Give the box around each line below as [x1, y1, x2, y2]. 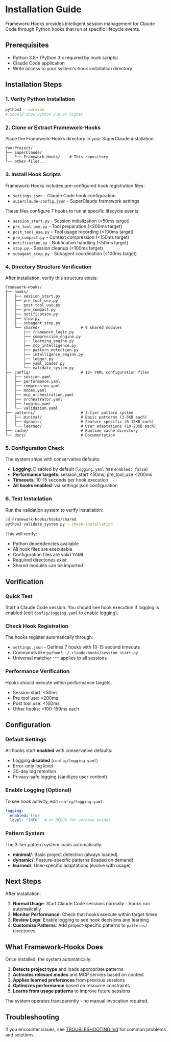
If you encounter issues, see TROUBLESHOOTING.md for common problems [5, 1026, 166, 1033]
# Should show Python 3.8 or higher [5, 112, 83, 117]
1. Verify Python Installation [5, 96, 75, 103]
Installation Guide [5, 4, 82, 15]
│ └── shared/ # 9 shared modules [5, 325, 123, 330]
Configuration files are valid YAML [12, 552, 85, 558]
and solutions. [5, 1032, 35, 1038]
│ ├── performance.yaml [5, 379, 60, 384]
